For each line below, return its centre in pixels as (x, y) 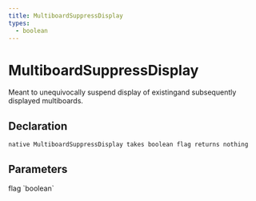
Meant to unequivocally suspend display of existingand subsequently (122, 92)
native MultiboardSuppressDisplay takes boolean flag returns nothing (128, 145)
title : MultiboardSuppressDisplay (66, 16)
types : (19, 23)
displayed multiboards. (46, 101)
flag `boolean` (31, 188)
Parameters (38, 169)
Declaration (38, 126)
